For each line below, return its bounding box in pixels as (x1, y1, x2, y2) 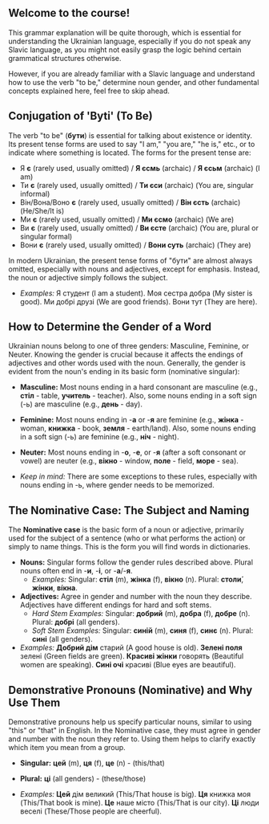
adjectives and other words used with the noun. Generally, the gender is (8, 358, 246, 368)
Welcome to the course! (8, 6, 130, 20)
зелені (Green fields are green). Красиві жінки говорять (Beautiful (19, 651, 244, 661)
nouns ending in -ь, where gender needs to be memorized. (19, 480, 215, 490)
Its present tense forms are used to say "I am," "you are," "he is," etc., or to (8, 139, 255, 149)
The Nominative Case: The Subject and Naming (8, 504, 250, 517)
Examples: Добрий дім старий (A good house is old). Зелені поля (19, 642, 243, 653)
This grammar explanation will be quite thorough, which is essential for (8, 27, 242, 37)
